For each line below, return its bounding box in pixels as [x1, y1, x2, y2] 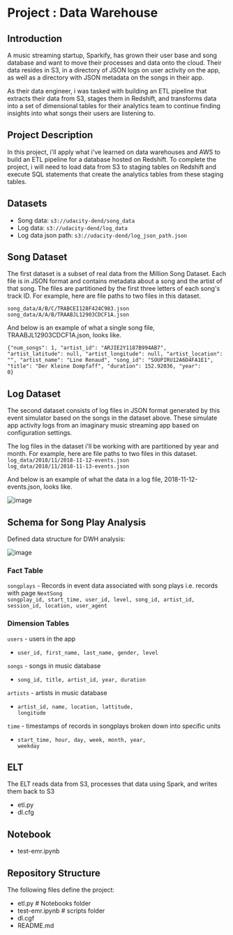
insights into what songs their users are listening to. [7, 109, 156, 117]
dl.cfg [17, 808, 35, 816]
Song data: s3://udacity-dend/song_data [17, 216, 135, 225]
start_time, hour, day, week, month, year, [17, 736, 146, 743]
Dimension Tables [7, 618, 70, 628]
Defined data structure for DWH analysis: [7, 535, 126, 543]
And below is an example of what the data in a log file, [7, 476, 163, 484]
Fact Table [7, 565, 44, 575]
